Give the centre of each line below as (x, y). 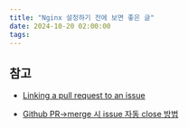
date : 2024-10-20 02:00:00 (60, 26)
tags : (19, 34)
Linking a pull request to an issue (84, 96)
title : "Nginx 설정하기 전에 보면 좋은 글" (82, 18)
